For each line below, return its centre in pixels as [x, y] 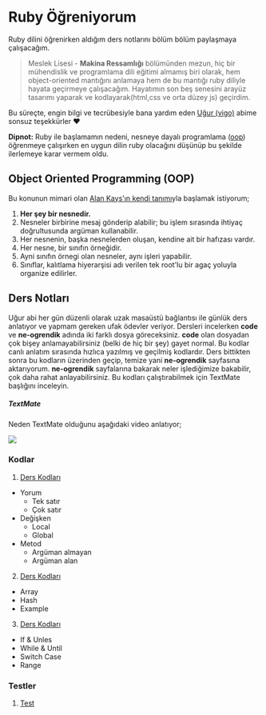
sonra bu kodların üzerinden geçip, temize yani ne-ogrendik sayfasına [124, 360]
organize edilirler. [48, 273]
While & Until [41, 648]
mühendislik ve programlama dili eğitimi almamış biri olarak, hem [134, 71]
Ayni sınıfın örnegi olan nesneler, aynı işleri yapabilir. [106, 256]
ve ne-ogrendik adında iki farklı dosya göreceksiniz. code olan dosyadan [129, 334]
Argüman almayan [62, 552]
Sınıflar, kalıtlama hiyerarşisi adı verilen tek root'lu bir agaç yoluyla [128, 265]
